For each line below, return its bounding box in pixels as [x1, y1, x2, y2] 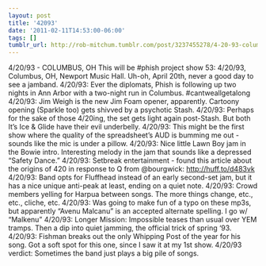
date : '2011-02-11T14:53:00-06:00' [8, 26, 126, 34]
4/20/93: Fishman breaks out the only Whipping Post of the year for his [8, 232, 241, 241]
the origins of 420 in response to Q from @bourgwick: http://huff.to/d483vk [8, 164, 255, 174]
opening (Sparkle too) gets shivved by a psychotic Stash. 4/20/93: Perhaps [8, 105, 255, 115]
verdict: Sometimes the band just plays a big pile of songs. [8, 249, 199, 258]
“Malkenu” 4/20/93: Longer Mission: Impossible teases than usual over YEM [8, 215, 257, 225]
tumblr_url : [8, 41, 47, 49]
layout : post [8, 11, 51, 20]
